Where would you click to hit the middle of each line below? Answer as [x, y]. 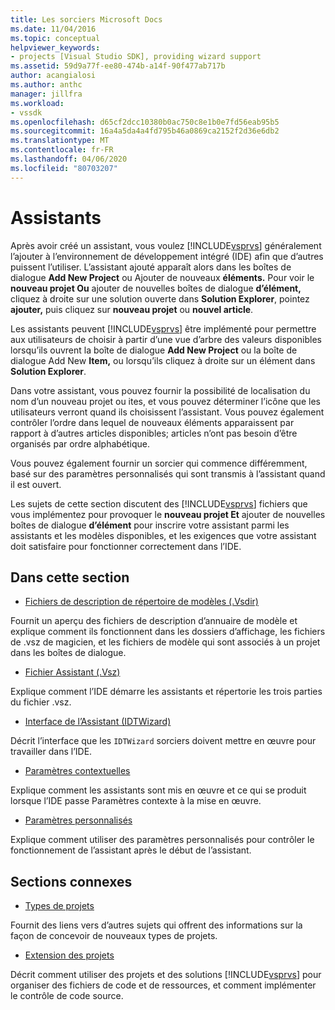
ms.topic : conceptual [55, 38]
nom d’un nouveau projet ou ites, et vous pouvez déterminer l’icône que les [165, 401]
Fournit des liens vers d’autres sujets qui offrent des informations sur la [156, 925]
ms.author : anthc [46, 85]
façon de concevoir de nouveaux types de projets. [114, 936]
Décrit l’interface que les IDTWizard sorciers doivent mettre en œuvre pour [163, 741]
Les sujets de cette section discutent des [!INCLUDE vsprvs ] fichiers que [159, 503]
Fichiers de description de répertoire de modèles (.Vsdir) [141, 602]
